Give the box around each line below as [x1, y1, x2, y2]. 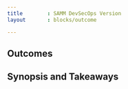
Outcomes [7, 47, 53, 59]
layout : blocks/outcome [7, 16, 97, 23]
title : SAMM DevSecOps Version [7, 10, 122, 17]
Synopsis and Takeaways [7, 71, 119, 83]
